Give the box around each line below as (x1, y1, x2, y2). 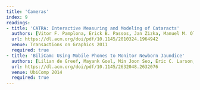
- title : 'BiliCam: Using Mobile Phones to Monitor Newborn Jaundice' (6, 53, 185, 59)
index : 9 (6, 14, 28, 20)
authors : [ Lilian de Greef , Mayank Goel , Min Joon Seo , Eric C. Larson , (11, 58, 196, 64)
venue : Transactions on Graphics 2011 (11, 42, 108, 48)
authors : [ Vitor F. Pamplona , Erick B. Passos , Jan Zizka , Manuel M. (11, 31, 187, 37)
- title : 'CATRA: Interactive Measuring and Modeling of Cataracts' (6, 25, 180, 31)
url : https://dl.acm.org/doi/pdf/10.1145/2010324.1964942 (11, 36, 159, 42)
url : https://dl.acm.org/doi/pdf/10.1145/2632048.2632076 (11, 63, 159, 70)
